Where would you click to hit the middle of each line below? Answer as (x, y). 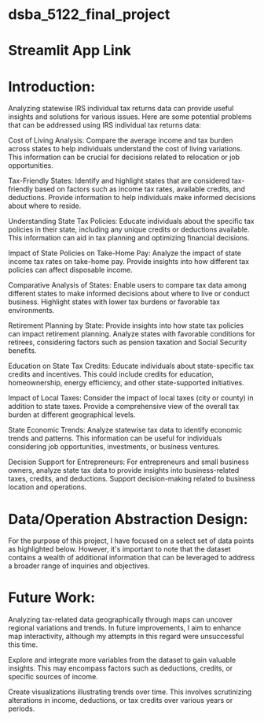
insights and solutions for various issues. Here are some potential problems (130, 117)
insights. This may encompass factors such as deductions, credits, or (121, 668)
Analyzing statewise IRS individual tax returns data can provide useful (121, 109)
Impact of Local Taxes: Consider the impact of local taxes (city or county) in (131, 398)
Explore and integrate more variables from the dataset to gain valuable (122, 660)
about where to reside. (45, 206)
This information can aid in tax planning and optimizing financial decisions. (129, 238)
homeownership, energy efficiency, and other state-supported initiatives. (126, 383)
